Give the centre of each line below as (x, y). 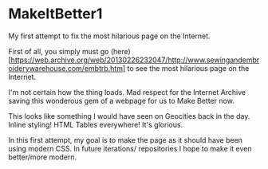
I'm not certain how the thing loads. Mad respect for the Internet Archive (127, 92)
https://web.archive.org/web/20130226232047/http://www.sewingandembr (135, 60)
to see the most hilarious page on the (188, 68)
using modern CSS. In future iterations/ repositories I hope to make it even (130, 148)
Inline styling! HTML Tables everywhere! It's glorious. (96, 124)
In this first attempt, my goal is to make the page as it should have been (126, 140)
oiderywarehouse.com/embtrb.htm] (67, 68)
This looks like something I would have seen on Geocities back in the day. (129, 116)
